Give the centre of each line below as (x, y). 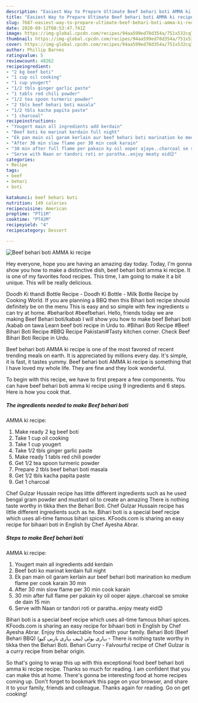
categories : (21, 160)
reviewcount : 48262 (30, 61)
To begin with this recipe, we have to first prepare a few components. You (96, 379)
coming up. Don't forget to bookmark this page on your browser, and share (97, 681)
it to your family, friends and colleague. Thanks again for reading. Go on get (98, 688)
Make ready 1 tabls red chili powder (58, 457)
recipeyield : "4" (27, 225)
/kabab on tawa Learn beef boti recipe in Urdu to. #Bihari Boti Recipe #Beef (98, 325)
